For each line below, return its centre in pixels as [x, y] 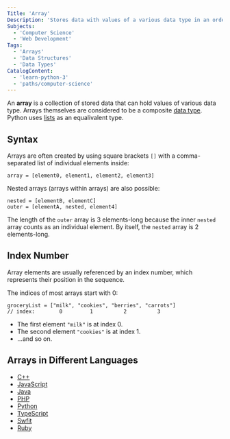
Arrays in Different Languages [73, 360]
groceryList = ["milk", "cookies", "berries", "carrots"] [91, 305]
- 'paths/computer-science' [53, 84]
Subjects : [21, 26]
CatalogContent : [30, 71]
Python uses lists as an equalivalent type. [65, 118]
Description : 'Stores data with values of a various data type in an [108, 20]
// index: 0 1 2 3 [84, 311]
